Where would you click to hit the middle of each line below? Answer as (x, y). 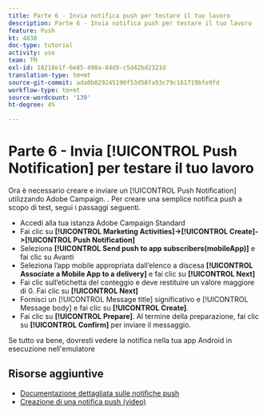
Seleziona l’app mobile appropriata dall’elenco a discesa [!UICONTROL (136, 265)
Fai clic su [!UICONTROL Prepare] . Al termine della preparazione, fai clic (139, 316)
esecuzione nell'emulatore (52, 349)
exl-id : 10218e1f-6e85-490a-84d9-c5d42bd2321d (87, 68)
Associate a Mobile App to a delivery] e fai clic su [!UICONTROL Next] (137, 274)
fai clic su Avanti (47, 257)
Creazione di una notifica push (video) (83, 401)
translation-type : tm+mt (50, 75)
